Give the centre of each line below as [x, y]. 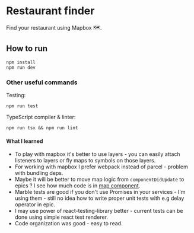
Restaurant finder [50, 11]
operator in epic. [35, 205]
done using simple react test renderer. [61, 217]
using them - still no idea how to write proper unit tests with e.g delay [99, 198]
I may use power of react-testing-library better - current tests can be [99, 211]
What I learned [25, 141]
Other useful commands [42, 82]
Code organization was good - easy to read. [69, 224]
